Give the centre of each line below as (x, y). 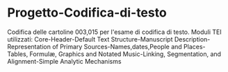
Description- (192, 39)
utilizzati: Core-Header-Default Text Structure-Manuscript (90, 39)
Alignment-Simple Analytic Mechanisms (64, 61)
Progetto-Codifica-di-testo (87, 13)
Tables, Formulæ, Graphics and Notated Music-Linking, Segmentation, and (114, 54)
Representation (29, 46)
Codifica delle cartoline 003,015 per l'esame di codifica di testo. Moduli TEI (115, 32)
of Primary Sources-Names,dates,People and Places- (129, 46)
